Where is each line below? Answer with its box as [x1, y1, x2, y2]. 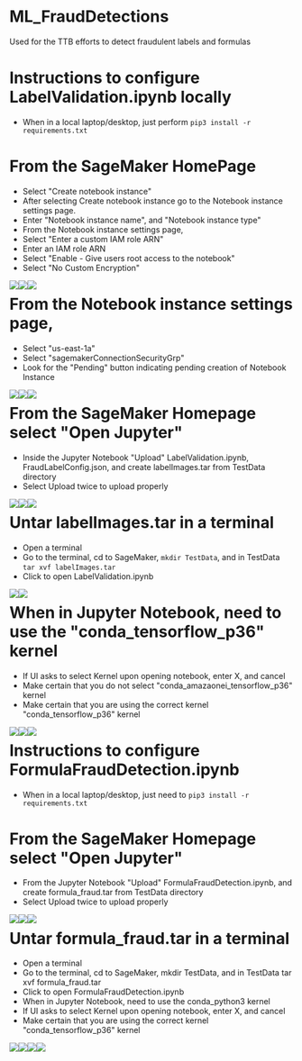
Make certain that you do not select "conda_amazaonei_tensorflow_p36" [22, 680, 293, 691]
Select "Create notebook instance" [22, 186, 152, 196]
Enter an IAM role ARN [22, 243, 106, 254]
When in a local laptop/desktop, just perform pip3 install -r [22, 116, 252, 127]
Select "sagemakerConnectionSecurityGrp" [22, 352, 185, 363]
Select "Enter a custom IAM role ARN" [22, 233, 164, 244]
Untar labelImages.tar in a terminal [9, 512, 275, 532]
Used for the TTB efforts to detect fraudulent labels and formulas [9, 36, 251, 47]
